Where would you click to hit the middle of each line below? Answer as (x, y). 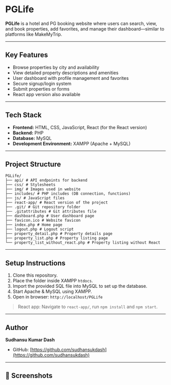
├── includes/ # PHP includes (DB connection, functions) (68, 194)
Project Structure (33, 164)
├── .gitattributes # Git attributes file (51, 212)
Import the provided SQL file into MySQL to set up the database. (80, 286)
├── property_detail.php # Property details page (59, 234)
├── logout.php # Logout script (39, 229)
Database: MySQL (32, 138)
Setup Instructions (35, 263)
